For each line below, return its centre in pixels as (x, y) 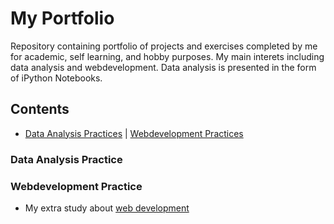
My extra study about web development (107, 208)
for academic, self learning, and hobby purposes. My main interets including (167, 56)
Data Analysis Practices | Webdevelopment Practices (134, 133)
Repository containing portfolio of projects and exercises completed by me (164, 46)
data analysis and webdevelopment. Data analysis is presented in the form (163, 67)
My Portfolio (62, 18)
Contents (40, 109)
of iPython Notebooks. (56, 78)
